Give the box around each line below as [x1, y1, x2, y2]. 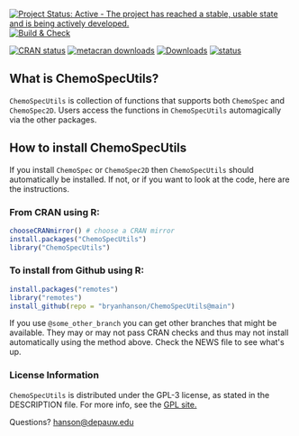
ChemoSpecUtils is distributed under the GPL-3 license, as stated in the [9, 389, 270, 400]
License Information [9, 369, 99, 382]
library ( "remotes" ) [9, 293, 83, 302]
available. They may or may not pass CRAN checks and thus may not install [9, 327, 289, 338]
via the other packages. [9, 114, 97, 125]
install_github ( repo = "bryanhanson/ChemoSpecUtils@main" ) [9, 302, 236, 311]
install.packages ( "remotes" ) [9, 285, 119, 294]
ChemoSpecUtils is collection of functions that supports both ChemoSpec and [9, 95, 285, 105]
